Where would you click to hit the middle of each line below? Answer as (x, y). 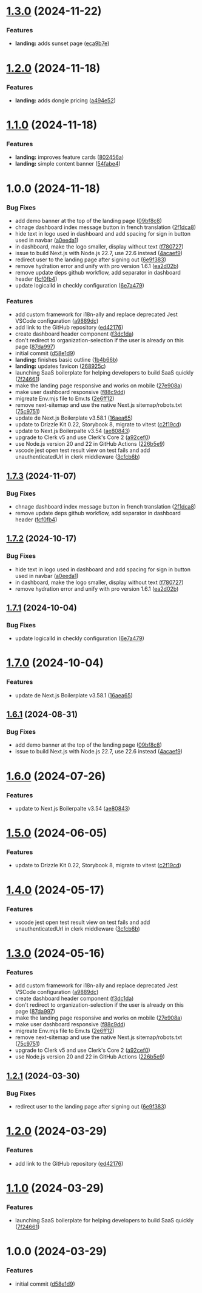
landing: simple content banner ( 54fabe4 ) (68, 164)
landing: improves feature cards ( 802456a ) (69, 157)
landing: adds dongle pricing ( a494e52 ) (66, 100)
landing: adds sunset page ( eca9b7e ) (62, 43)
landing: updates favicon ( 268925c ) (60, 366)
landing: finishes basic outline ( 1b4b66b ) (66, 360)
